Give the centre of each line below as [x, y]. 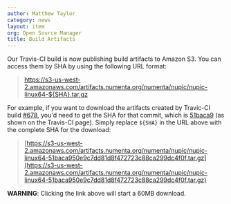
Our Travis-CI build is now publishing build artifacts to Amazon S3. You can [114, 59]
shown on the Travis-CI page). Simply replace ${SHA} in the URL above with [114, 122]
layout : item [26, 26]
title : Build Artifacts [41, 39]
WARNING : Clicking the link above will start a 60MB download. [97, 194]
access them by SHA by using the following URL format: [87, 66]
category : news [29, 20]
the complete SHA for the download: [59, 130]
